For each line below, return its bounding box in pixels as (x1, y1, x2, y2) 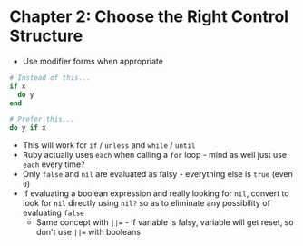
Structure (9, 25, 83, 46)
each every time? (22, 159, 85, 170)
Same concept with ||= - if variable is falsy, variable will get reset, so (35, 217, 294, 228)
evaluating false (22, 207, 84, 219)
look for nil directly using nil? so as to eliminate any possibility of (22, 198, 270, 209)
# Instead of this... (9, 73, 92, 83)
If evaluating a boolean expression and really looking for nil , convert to (22, 188, 289, 199)
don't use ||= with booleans (35, 227, 141, 238)
